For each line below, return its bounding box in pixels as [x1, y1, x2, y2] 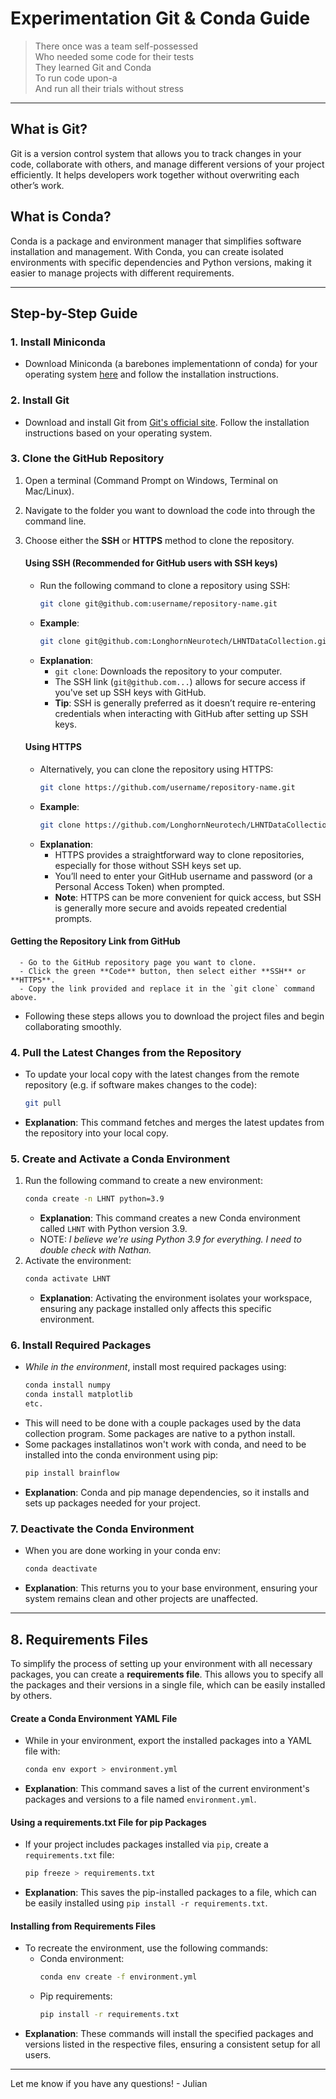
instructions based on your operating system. [24, 427, 213, 439]
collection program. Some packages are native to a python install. [24, 1428, 296, 1440]
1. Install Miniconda [10, 335, 107, 349]
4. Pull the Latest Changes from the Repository [10, 1045, 242, 1059]
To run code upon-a [34, 72, 118, 84]
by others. [10, 1689, 53, 1701]
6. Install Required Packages [10, 1338, 152, 1352]
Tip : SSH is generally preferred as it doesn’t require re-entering [54, 697, 317, 709]
